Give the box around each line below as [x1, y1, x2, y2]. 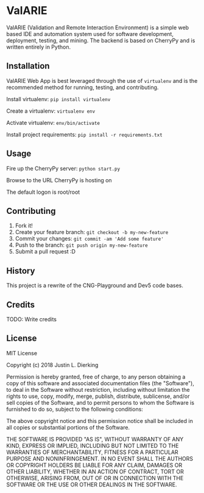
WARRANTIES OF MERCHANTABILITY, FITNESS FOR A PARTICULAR [6, 449, 178, 456]
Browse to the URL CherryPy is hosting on [6, 176, 112, 183]
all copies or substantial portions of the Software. [6, 424, 130, 431]
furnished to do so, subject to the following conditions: [6, 405, 143, 413]
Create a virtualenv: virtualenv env [6, 107, 96, 115]
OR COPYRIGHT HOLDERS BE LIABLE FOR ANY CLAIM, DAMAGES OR [6, 461, 183, 469]
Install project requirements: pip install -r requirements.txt [6, 130, 163, 138]
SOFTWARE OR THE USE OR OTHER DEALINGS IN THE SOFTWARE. [6, 481, 177, 488]
